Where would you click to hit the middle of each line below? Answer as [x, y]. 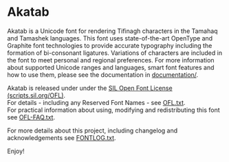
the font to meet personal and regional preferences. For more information [111, 60]
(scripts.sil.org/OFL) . [36, 95]
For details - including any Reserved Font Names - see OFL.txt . [96, 102]
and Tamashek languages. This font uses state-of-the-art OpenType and [110, 38]
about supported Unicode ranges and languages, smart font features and [111, 67]
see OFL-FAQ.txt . [31, 117]
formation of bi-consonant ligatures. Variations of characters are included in [115, 53]
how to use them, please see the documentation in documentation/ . [103, 74]
